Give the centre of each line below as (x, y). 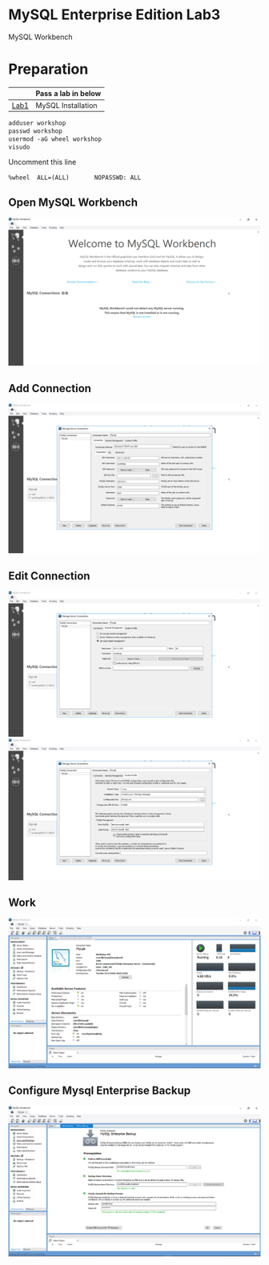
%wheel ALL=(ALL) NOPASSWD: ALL (75, 178)
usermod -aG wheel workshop (55, 139)
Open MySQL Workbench (73, 202)
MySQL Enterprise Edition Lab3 (114, 15)
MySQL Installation (66, 105)
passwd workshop (35, 131)
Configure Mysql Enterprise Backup (99, 1091)
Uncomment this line (42, 162)
